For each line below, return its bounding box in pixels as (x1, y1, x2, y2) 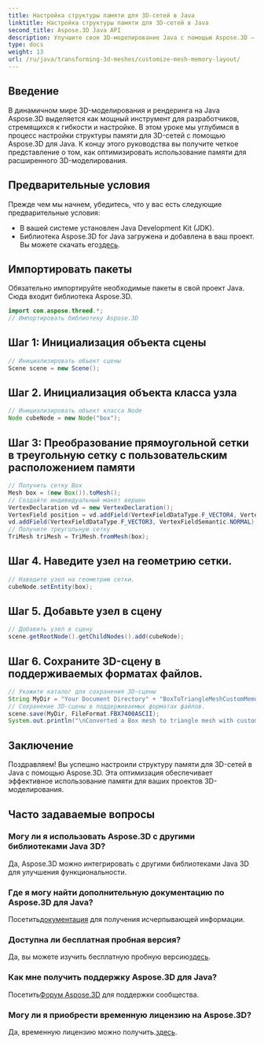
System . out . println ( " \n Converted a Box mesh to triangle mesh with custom (8, 717, 258, 725)
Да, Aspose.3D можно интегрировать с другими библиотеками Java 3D (8, 859, 250, 868)
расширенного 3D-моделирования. (8, 155, 128, 165)
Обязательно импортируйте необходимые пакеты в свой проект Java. (8, 283, 245, 293)
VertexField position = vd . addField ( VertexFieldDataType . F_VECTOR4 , (8, 511, 237, 519)
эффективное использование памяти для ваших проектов (8, 776, 203, 786)
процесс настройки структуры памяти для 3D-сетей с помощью (8, 131, 226, 140)
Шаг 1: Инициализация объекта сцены (8, 336, 207, 350)
